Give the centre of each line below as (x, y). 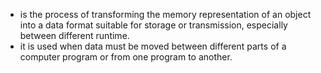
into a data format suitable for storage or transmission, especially (153, 25)
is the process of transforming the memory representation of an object (165, 14)
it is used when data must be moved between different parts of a (153, 46)
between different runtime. (74, 35)
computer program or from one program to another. (126, 57)
